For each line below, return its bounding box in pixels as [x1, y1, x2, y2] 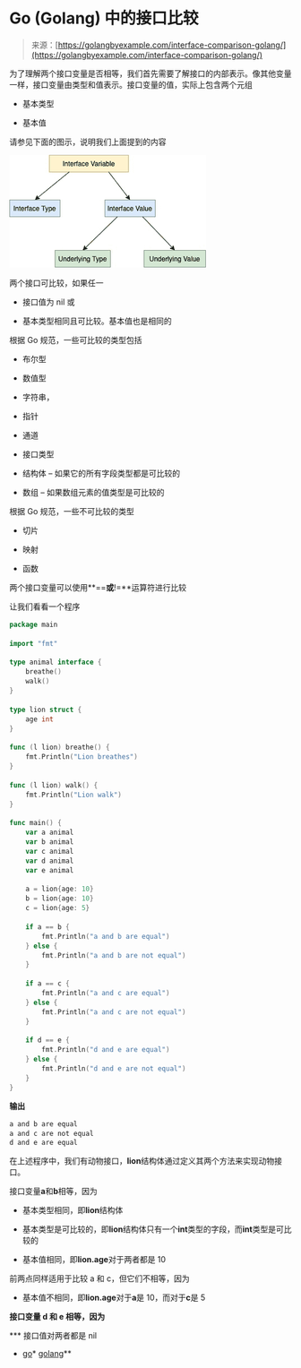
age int [25, 714, 54, 724]
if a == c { [25, 979, 70, 988]
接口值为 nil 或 [21, 297, 75, 307]
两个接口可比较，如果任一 [9, 277, 104, 288]
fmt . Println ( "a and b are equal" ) [41, 932, 170, 941]
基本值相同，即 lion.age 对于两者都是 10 [21, 1254, 167, 1265]
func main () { [9, 819, 63, 828]
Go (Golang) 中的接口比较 [9, 8, 199, 29]
